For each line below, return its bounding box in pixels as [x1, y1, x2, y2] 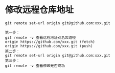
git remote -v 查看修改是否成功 [5, 63, 65, 68]
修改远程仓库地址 [5, 4, 74, 15]
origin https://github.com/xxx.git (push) [5, 44, 93, 48]
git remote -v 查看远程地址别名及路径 [5, 35, 76, 40]
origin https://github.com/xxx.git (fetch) [5, 39, 95, 44]
